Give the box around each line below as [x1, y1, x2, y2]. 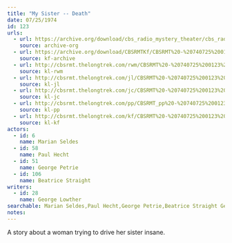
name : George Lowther [19, 196, 81, 204]
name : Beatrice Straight [19, 177, 91, 184]
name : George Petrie [19, 164, 79, 171]
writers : [7, 184, 32, 191]
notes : [7, 209, 26, 216]
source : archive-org [19, 42, 79, 49]
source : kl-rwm [19, 68, 64, 75]
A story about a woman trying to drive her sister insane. [7, 228, 166, 236]
